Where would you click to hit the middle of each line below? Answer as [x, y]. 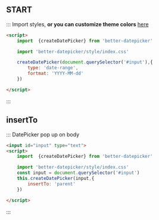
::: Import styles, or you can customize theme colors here [77, 24]
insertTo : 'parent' [52, 184]
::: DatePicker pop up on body [43, 135]
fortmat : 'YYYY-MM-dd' [56, 74]
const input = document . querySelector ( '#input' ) [78, 173]
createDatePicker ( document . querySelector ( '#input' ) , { [85, 62]
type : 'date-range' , [53, 68]
